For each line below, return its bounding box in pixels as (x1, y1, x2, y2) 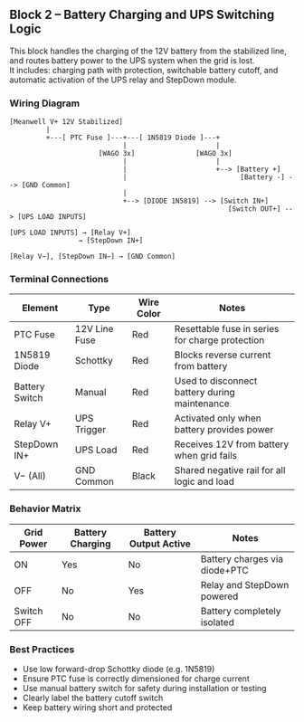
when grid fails (174, 450, 238, 462)
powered (200, 590, 239, 603)
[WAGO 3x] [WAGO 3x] (98, 149, 233, 158)
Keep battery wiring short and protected (22, 702, 173, 713)
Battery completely (200, 604, 281, 617)
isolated (200, 615, 235, 628)
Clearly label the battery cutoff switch (22, 692, 164, 703)
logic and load (174, 475, 235, 488)
